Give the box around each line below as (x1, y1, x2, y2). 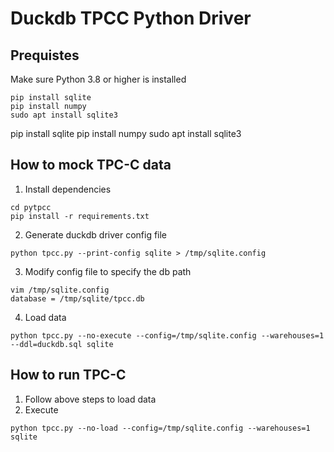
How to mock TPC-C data (10, 157, 172, 174)
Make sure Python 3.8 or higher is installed (10, 73, 187, 85)
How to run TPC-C (10, 367, 127, 384)
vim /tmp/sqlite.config (10, 285, 110, 295)
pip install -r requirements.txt (10, 211, 150, 221)
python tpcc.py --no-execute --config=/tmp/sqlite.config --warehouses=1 (10, 330, 325, 341)
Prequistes (10, 47, 80, 64)
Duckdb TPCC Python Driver (10, 7, 252, 30)
